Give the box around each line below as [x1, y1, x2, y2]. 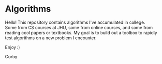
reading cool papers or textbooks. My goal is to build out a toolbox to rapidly [5, 30, 157, 35]
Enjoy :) [5, 44, 20, 50]
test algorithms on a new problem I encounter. [5, 35, 97, 41]
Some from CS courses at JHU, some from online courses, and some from [5, 24, 153, 30]
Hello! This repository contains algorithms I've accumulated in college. [5, 19, 145, 25]
